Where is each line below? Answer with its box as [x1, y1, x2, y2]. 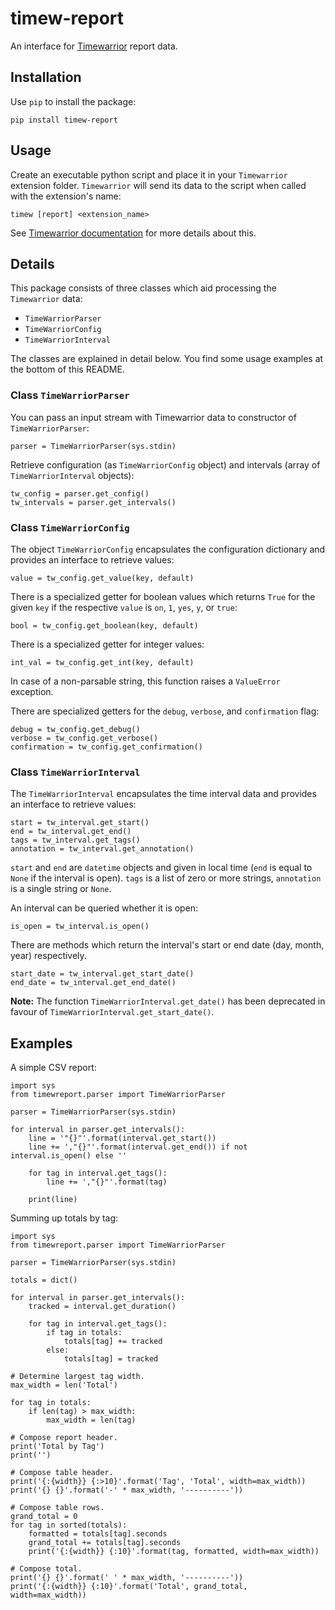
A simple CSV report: [10, 1062, 97, 1074]
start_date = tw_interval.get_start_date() [10, 969, 195, 979]
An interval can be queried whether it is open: [10, 902, 199, 914]
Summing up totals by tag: [10, 1212, 119, 1224]
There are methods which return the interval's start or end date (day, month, [10, 939, 325, 951]
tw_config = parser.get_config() [10, 488, 150, 499]
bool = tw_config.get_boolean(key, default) [10, 620, 199, 631]
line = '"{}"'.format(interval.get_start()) [28, 1133, 217, 1144]
